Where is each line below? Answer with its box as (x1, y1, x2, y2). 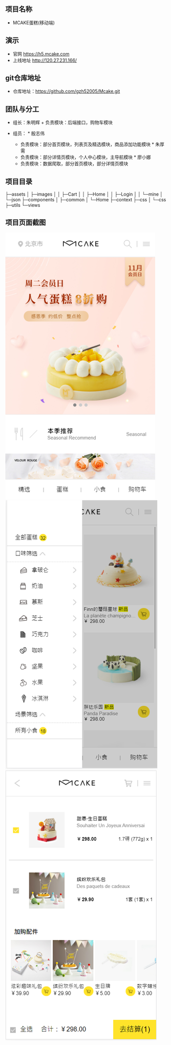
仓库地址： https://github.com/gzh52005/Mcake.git (12, 88, 120, 94)
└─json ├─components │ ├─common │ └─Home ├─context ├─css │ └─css (5, 197, 166, 203)
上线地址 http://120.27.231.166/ (12, 57, 77, 63)
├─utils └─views (5, 202, 40, 208)
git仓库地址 (5, 74, 41, 82)
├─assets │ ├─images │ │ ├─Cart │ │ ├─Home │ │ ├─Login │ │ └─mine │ (5, 191, 163, 197)
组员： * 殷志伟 (12, 130, 45, 136)
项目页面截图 (5, 218, 46, 227)
